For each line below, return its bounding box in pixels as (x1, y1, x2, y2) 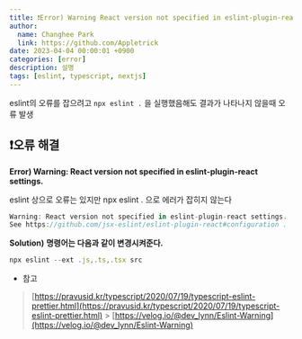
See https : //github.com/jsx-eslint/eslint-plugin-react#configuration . (9, 220, 288, 229)
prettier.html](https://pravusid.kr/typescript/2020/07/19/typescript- (31, 300, 280, 311)
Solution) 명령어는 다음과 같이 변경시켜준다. (9, 237, 164, 248)
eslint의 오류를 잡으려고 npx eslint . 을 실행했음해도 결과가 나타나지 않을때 (9, 97, 277, 108)
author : (9, 22, 39, 31)
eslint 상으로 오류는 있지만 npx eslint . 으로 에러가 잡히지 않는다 (9, 194, 232, 205)
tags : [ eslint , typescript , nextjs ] (9, 72, 147, 81)
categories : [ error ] (9, 55, 87, 64)
